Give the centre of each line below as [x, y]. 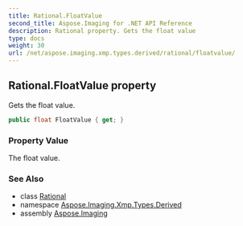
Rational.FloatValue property [82, 86]
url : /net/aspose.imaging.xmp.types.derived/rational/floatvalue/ [122, 53]
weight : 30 [27, 46]
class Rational [43, 196]
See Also [26, 179]
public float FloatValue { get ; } [66, 120]
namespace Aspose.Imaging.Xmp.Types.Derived [101, 205]
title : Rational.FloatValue [56, 16]
